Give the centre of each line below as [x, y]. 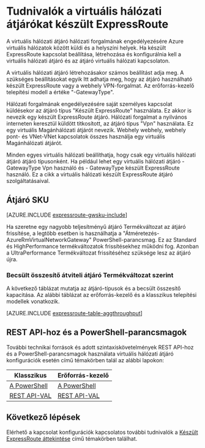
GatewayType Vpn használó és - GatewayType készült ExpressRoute [93, 168]
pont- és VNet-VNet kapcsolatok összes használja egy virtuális [86, 136]
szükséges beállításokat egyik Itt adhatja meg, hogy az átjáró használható [99, 79]
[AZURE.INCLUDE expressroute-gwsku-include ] [67, 215]
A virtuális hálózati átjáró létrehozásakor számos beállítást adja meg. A [95, 72]
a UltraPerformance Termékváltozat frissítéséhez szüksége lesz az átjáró [99, 253]
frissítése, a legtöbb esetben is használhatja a [64, 233]
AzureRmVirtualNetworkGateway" [49, 239]
